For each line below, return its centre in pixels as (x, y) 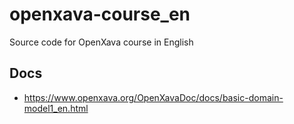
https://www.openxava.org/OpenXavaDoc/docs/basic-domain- (153, 97)
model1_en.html (56, 108)
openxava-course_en (100, 14)
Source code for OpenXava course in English (101, 42)
